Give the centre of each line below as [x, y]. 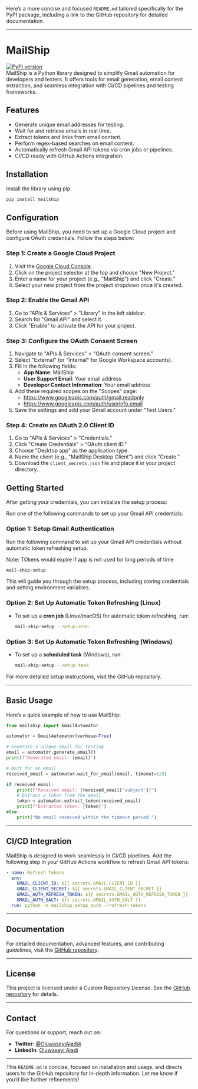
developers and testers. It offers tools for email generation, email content [95, 79]
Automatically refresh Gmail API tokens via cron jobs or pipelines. [94, 149]
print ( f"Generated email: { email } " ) [51, 758]
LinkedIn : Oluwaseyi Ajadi [46, 1050]
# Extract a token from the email [59, 796]
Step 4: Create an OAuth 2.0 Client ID [60, 425]
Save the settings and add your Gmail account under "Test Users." [95, 410]
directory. [26, 469]
